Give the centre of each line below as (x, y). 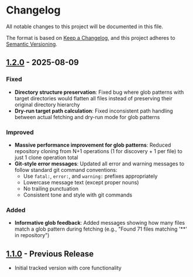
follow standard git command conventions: (66, 170)
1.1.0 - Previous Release (50, 254)
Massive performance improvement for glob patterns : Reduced (93, 145)
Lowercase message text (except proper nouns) (81, 182)
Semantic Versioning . (32, 44)
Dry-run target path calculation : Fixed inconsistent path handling (94, 111)
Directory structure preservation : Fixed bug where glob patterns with (99, 92)
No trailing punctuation (51, 188)
